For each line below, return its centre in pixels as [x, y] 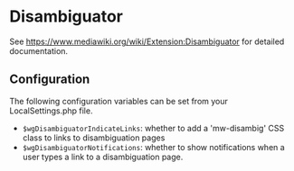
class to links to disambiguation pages [94, 138]
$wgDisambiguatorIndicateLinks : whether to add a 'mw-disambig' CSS [153, 128]
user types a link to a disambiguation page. [103, 157]
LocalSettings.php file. [51, 111]
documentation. [39, 50]
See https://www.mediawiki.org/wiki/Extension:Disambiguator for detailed [147, 41]
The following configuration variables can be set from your [119, 101]
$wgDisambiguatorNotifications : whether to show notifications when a [153, 147]
